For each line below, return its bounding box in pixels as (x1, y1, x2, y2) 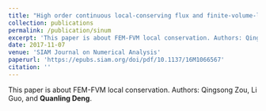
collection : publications (8, 19, 93, 27)
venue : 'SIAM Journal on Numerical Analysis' (8, 48, 161, 56)
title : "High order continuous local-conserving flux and (8, 11, 203, 20)
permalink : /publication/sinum (8, 26, 112, 34)
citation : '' (8, 63, 51, 71)
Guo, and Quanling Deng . (8, 93, 93, 103)
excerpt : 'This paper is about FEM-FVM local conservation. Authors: (8, 33, 243, 42)
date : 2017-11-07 (8, 41, 66, 49)
